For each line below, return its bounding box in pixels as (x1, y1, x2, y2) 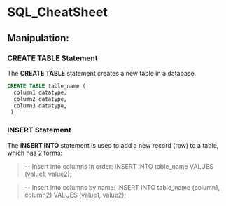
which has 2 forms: (7, 149, 63, 157)
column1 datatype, (13, 89, 68, 96)
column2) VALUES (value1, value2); (24, 191, 127, 199)
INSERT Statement (7, 125, 71, 135)
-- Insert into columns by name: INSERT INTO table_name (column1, (24, 183, 220, 191)
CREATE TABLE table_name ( (7, 82, 86, 90)
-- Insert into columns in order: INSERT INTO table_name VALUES (24, 162, 213, 170)
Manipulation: (7, 32, 70, 44)
